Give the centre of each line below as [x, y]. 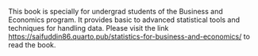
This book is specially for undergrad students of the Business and [116, 11]
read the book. [32, 45]
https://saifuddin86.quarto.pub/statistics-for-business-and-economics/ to [129, 36]
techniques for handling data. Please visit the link [89, 28]
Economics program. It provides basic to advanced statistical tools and [124, 20]
